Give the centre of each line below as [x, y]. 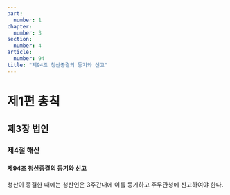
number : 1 [27, 20]
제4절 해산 [24, 151]
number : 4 [27, 46]
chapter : [20, 26]
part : [15, 13]
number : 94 [29, 59]
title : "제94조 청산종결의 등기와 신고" [57, 65]
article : [20, 53]
